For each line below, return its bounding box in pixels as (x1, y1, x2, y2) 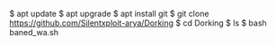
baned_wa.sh (9, 27, 58, 37)
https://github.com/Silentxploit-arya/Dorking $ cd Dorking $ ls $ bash (9, 18, 267, 28)
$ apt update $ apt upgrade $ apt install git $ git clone (9, 9, 209, 19)
